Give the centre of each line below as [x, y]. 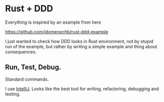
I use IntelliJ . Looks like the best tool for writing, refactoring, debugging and [82, 89]
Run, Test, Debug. [33, 67]
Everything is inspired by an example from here [53, 22]
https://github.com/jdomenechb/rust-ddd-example [57, 32]
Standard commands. [27, 79]
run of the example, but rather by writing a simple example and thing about [81, 46]
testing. [13, 94]
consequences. [21, 52]
